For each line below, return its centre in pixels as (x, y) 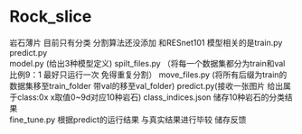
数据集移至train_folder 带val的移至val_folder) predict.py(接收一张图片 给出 (146, 85)
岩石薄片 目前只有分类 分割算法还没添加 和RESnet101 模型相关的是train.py (146, 42)
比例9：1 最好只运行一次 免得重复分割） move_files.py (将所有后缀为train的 (148, 75)
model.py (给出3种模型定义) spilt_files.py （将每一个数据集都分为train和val (147, 63)
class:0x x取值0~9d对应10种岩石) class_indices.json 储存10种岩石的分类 (151, 97)
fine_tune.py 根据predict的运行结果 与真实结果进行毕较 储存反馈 (128, 120)
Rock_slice (51, 17)
